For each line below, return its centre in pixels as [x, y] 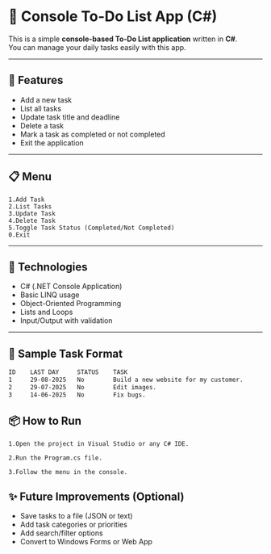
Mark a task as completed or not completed [92, 134]
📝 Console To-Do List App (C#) [113, 17]
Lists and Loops [46, 312]
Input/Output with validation [66, 321]
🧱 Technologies [48, 267]
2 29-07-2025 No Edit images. [83, 387]
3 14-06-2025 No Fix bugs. [77, 395]
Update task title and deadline [70, 117]
